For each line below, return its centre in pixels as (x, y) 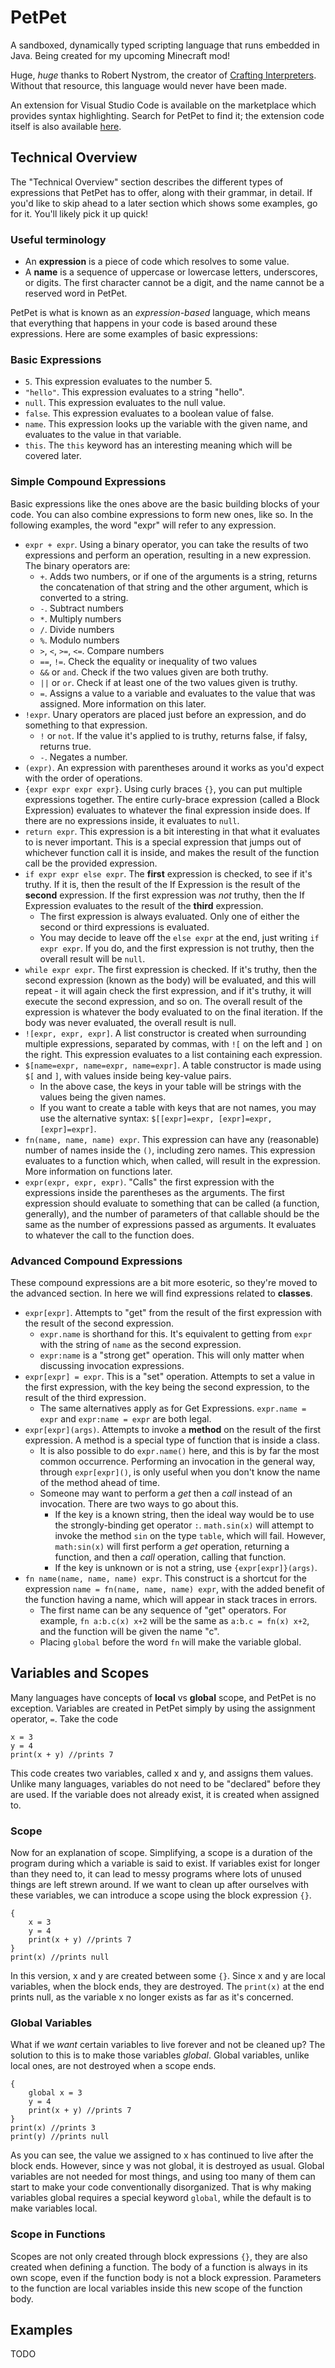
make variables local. (54, 2208)
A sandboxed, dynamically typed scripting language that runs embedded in (165, 45)
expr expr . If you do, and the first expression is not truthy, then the (177, 948)
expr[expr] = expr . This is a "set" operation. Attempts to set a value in (169, 1376)
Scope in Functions (58, 2234)
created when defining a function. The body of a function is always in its (159, 2267)
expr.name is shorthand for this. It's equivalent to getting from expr (176, 1333)
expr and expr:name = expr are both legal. (125, 1418)
